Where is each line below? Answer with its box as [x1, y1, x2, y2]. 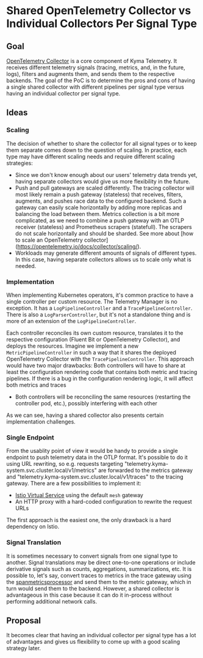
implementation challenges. [6, 417, 76, 425]
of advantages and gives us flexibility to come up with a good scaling [6, 638, 180, 646]
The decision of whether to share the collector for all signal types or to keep [6, 140, 197, 147]
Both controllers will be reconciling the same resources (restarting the [15, 393, 191, 400]
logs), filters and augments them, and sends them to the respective [6, 70, 175, 77]
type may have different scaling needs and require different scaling [6, 152, 175, 160]
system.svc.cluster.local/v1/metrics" [6, 466, 98, 474]
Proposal [6, 615, 41, 626]
